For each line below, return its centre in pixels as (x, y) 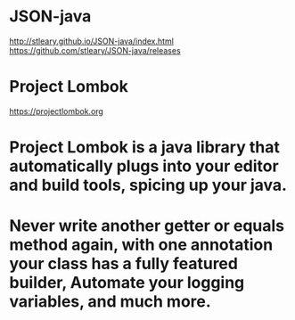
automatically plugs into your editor (144, 166)
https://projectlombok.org (57, 111)
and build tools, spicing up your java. (148, 185)
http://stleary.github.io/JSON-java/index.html (91, 41)
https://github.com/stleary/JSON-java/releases (95, 50)
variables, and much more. (110, 302)
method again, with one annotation (141, 245)
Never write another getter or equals (147, 226)
